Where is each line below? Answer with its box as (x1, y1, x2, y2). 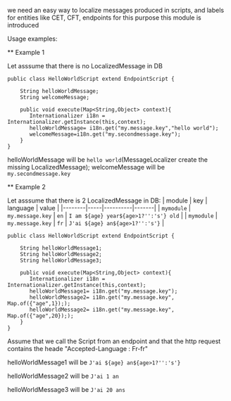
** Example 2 (7, 183, 46, 191)
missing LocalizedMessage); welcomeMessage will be (7, 163, 166, 171)
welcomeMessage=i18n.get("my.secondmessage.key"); (29, 131, 181, 138)
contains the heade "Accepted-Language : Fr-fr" (7, 345, 149, 352)
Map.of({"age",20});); (7, 312, 74, 319)
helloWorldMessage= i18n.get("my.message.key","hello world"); (29, 125, 219, 132)
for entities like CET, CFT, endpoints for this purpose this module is (7, 13, 202, 22)
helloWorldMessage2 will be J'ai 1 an (7, 372, 120, 380)
